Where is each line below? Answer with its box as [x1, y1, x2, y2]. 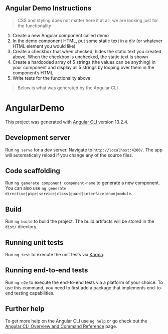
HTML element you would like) [12, 43, 76, 49]
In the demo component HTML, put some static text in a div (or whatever [12, 38, 163, 44]
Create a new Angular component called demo [12, 32, 109, 38]
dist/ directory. [5, 224, 38, 230]
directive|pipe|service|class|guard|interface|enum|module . [5, 191, 132, 197]
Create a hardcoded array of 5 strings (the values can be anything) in [12, 59, 156, 65]
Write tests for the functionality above [12, 75, 91, 81]
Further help [5, 304, 45, 313]
